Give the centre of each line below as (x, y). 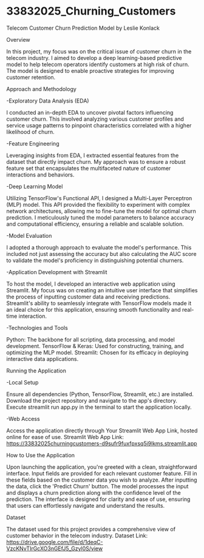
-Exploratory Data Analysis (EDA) (48, 101)
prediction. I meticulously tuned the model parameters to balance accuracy (100, 217)
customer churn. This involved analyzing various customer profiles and (95, 119)
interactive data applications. (42, 358)
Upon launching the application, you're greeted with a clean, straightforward (102, 467)
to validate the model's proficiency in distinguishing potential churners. (95, 260)
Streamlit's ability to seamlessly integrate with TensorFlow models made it (99, 303)
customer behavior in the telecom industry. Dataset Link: (77, 536)
